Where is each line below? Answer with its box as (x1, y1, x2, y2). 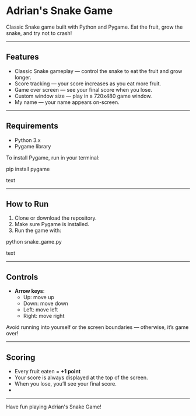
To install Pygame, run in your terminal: (6, 154, 100, 161)
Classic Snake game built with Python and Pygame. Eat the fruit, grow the (6, 23, 183, 30)
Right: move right (23, 313, 65, 320)
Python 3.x (14, 136, 41, 144)
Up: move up (23, 294, 54, 301)
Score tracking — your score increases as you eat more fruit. (14, 80, 162, 87)
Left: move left (23, 306, 58, 313)
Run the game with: (14, 227, 61, 234)
